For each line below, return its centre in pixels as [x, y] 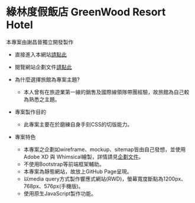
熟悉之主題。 [44, 99]
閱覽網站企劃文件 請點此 [43, 67]
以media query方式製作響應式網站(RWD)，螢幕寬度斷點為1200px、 [105, 179]
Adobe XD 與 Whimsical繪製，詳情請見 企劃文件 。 [84, 157]
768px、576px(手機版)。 [53, 186]
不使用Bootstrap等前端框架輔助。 [64, 164]
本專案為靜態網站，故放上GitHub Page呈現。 [78, 171]
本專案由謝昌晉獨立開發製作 [40, 42]
